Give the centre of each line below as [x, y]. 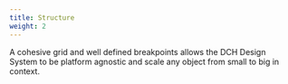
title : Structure [42, 18]
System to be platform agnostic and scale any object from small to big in [144, 61]
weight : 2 [28, 26]
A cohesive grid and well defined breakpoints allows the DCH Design [138, 51]
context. [25, 71]
